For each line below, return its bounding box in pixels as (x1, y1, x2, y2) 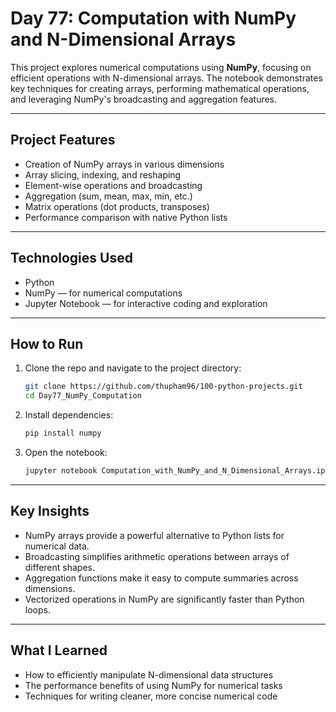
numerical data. (24, 540, 90, 552)
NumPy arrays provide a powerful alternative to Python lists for (24, 529, 285, 541)
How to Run (10, 335, 84, 352)
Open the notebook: (24, 447, 108, 458)
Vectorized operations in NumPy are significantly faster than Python (24, 593, 305, 605)
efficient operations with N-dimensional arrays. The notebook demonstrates (10, 72, 323, 84)
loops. (24, 603, 51, 616)
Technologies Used (10, 250, 133, 267)
